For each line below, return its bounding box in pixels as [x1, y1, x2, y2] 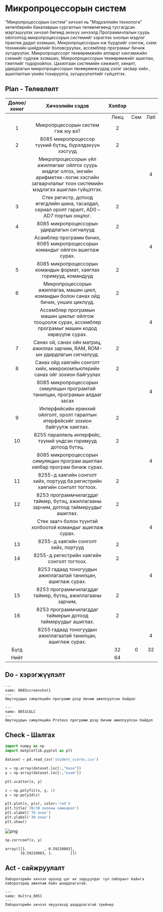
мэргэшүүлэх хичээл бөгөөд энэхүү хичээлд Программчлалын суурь [5, 29, 150, 35]
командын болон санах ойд [34, 293, 100, 299]
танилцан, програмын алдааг [33, 391, 102, 398]
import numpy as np [5, 744, 45, 749]
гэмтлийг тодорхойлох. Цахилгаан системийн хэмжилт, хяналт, [5, 60, 136, 66]
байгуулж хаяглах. [45, 423, 90, 430]
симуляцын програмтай [39, 385, 96, 392]
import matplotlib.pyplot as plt [5, 748, 73, 753]
